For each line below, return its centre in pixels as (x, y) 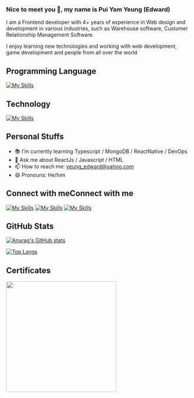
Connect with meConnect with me (70, 193)
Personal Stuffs (35, 137)
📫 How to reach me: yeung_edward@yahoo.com (74, 166)
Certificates (29, 270)
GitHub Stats (30, 226)
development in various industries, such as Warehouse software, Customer (97, 28)
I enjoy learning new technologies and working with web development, (92, 46)
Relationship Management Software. (50, 35)
